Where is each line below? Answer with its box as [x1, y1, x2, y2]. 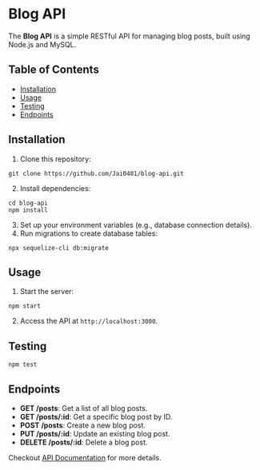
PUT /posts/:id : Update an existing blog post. [19, 429, 170, 438]
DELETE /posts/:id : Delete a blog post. [19, 437, 148, 447]
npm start [8, 302, 42, 310]
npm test [8, 360, 38, 368]
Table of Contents [8, 63, 100, 77]
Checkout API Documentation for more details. [8, 453, 162, 462]
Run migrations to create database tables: [19, 229, 158, 238]
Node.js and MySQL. [8, 39, 77, 49]
